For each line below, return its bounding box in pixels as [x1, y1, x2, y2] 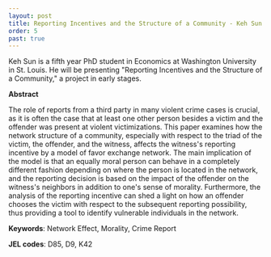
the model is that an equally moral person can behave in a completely [8, 157, 240, 166]
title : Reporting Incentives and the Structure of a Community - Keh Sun [8, 19, 263, 27]
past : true [8, 34, 45, 43]
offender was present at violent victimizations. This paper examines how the [8, 122, 263, 132]
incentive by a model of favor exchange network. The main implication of [8, 148, 252, 158]
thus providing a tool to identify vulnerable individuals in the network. [8, 208, 239, 218]
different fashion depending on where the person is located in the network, [8, 165, 259, 175]
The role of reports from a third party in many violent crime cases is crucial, [8, 105, 260, 115]
